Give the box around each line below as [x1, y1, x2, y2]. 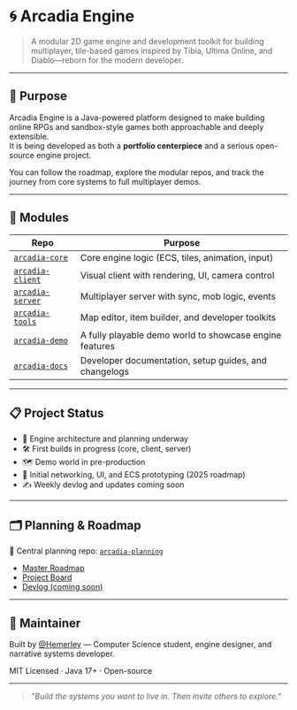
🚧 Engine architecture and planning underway [21, 433, 188, 444]
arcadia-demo [13, 335, 69, 346]
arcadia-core [13, 252, 69, 263]
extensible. [9, 131, 49, 141]
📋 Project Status [9, 405, 104, 421]
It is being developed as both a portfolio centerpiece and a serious [9, 140, 255, 151]
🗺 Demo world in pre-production [21, 457, 146, 468]
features [80, 340, 115, 352]
